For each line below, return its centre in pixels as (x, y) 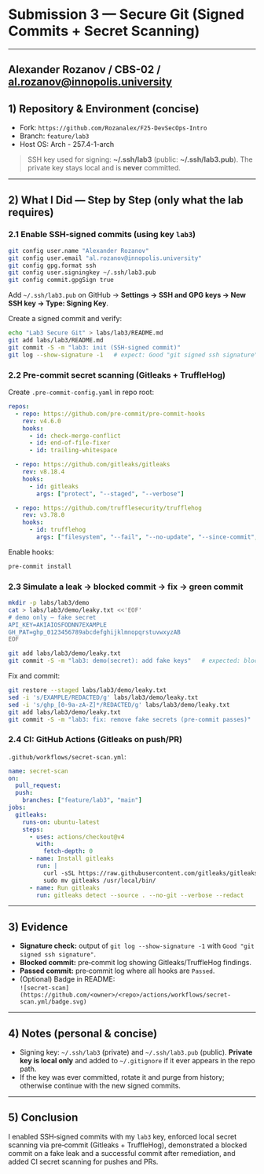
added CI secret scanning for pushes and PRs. (83, 1161)
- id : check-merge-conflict (75, 436)
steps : (33, 829)
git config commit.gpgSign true (61, 280)
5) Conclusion (43, 1118)
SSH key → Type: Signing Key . (58, 303)
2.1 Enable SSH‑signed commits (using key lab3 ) (102, 235)
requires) (31, 212)
